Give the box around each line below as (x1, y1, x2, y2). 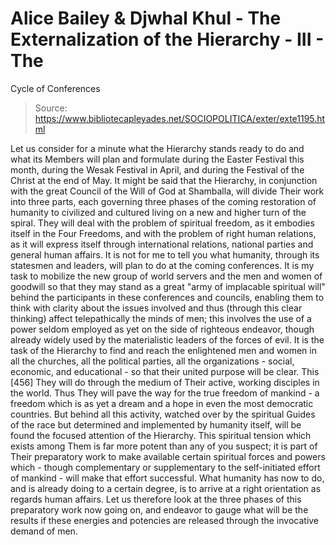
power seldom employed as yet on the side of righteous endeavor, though (10, 323, 315, 335)
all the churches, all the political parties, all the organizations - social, (10, 355, 295, 367)
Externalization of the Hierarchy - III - (10, 28, 325, 51)
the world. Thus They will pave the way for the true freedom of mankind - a (10, 387, 320, 399)
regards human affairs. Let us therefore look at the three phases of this (10, 493, 302, 505)
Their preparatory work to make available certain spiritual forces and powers (10, 450, 326, 462)
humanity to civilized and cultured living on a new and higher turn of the (10, 206, 307, 218)
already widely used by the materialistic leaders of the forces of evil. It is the (10, 333, 325, 346)
